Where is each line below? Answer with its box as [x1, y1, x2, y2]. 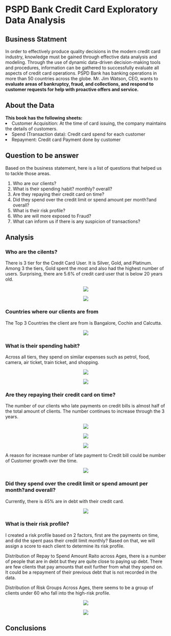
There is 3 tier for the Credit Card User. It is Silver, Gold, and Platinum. [5, 260, 153, 266]
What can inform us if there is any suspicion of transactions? [12, 218, 140, 224]
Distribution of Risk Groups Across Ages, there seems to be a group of [5, 584, 154, 590]
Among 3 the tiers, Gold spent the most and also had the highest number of [5, 265, 164, 271]
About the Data [5, 101, 55, 110]
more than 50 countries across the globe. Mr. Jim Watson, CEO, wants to [5, 76, 158, 81]
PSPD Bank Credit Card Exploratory [5, 4, 158, 15]
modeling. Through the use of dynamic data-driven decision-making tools [5, 59, 161, 65]
